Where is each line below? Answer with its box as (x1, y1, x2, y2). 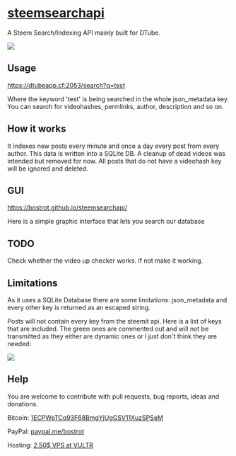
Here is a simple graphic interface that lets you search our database (7, 217, 205, 226)
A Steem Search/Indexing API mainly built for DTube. (7, 28, 161, 37)
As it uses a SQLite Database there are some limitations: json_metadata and (7, 296, 228, 304)
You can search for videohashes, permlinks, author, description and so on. (7, 102, 224, 110)
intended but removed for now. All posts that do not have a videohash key (7, 156, 222, 165)
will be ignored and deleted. (7, 164, 88, 173)
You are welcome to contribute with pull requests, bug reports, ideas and (7, 392, 220, 401)
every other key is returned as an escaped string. (7, 303, 151, 312)
